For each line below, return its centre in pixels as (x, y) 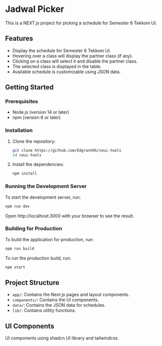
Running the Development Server (46, 186)
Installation (19, 130)
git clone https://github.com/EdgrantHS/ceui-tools (67, 150)
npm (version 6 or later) (36, 117)
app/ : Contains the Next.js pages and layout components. (71, 295)
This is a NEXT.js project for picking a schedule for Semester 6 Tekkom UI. (81, 23)
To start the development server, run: (43, 197)
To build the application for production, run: (50, 239)
